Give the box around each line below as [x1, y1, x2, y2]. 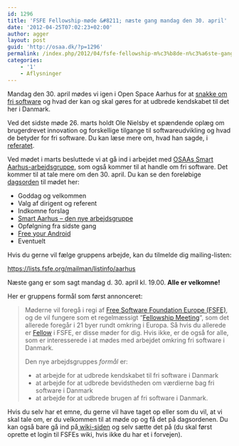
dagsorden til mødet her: [7, 177, 80, 186]
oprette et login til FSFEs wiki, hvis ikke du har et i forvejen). [7, 430, 183, 438]
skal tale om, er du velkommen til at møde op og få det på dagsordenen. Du [7, 415, 228, 423]
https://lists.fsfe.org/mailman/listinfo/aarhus [7, 264, 136, 272]
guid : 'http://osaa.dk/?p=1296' [7, 43, 103, 51]
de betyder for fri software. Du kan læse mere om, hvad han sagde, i [7, 133, 208, 142]
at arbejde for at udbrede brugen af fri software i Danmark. [35, 393, 208, 402]
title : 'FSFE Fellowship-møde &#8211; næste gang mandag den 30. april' [7, 17, 228, 24]
